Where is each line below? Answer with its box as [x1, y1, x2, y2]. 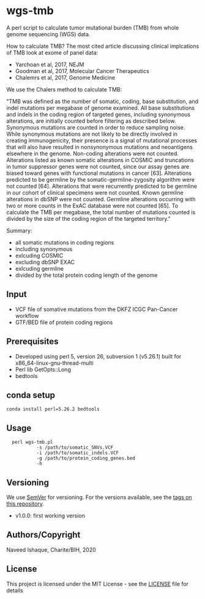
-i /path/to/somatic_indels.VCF [36, 450, 119, 456]
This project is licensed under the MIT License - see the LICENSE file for [6, 580, 188, 587]
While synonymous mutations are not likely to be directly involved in [6, 130, 178, 137]
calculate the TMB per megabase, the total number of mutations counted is [6, 208, 196, 215]
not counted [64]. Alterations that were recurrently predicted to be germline [6, 182, 198, 190]
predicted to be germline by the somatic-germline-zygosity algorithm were [6, 176, 195, 183]
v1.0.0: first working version [15, 512, 86, 519]
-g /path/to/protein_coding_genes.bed [36, 455, 136, 462]
